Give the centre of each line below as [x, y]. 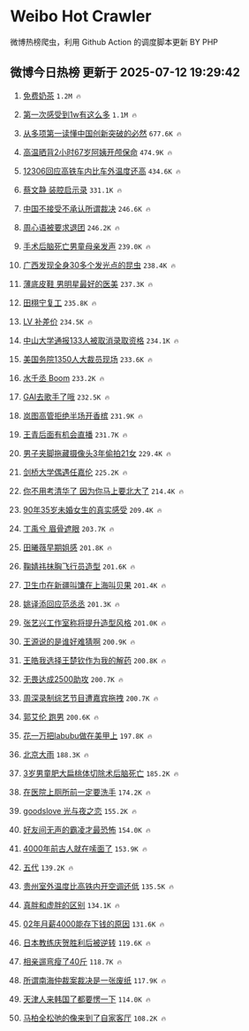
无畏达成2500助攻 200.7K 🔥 [73, 678]
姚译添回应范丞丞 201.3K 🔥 [71, 603]
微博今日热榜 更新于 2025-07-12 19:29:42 [125, 73]
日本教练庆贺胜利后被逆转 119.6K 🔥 [87, 942]
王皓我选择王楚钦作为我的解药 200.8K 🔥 [94, 660]
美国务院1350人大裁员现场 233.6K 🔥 [88, 359]
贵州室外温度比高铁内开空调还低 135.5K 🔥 [98, 886]
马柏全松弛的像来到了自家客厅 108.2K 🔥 [94, 1018]
